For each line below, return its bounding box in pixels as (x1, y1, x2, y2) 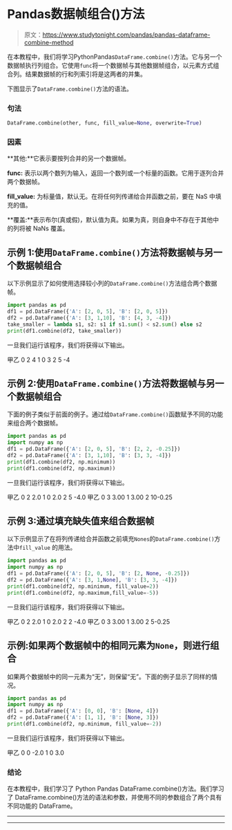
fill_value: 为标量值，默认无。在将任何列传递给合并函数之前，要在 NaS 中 (7, 192, 215, 201)
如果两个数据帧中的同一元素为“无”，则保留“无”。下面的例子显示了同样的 (7, 672, 212, 681)
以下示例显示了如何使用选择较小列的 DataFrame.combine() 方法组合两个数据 (7, 279, 217, 288)
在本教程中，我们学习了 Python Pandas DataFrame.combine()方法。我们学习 (7, 784, 224, 793)
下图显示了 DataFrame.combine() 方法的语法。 (7, 84, 133, 93)
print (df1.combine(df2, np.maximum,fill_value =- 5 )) (7, 589, 159, 596)
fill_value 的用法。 (19, 544, 77, 552)
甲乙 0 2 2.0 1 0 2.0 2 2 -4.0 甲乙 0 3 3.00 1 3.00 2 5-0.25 (7, 617, 171, 626)
